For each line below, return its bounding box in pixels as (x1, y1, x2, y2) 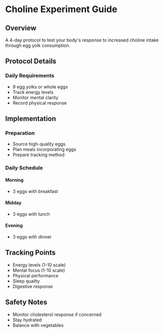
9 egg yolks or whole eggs (12, 83, 68, 89)
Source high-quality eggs (12, 141, 66, 147)
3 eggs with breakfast (12, 188, 58, 194)
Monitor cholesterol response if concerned (12, 311, 102, 317)
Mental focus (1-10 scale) (12, 267, 66, 273)
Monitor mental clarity (12, 94, 59, 101)
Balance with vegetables (12, 322, 64, 328)
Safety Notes (5, 298, 47, 307)
